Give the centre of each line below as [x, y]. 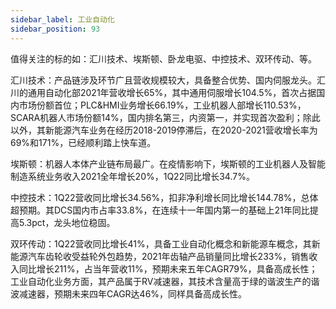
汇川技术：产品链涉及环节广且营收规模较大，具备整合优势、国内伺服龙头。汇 [168, 80]
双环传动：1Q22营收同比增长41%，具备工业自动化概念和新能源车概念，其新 [165, 243]
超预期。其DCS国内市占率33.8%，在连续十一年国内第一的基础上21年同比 [160, 210]
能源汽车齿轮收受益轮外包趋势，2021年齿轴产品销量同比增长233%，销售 [160, 256]
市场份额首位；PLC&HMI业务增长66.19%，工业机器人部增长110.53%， [162, 105]
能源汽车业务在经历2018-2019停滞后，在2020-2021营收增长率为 [185, 130]
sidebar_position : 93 [55, 29]
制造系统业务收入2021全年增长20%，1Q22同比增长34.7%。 [132, 176]
